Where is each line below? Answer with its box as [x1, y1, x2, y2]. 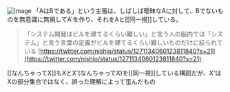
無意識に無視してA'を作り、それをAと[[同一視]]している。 [19, 15, 182, 23]
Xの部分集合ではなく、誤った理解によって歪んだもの [7, 78, 156, 85]
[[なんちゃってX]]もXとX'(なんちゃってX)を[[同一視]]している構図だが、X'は [7, 69, 222, 77]
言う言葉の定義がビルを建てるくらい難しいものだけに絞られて [48, 38, 223, 47]
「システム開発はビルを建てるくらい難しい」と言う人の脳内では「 [23, 30, 211, 38]
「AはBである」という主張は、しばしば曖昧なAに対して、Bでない [33, 7, 218, 14]
